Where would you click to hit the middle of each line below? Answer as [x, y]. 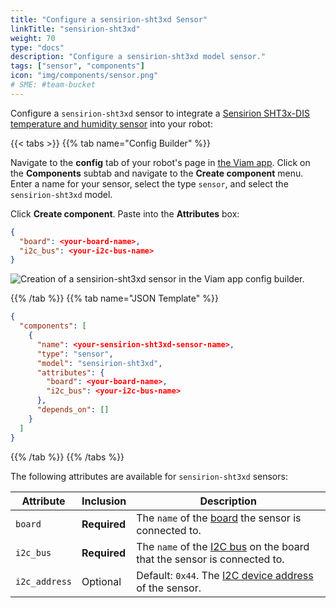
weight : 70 [33, 38]
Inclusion [104, 501]
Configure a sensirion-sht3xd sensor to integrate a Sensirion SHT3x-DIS [160, 113]
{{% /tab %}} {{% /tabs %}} [67, 457]
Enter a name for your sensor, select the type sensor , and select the [149, 183]
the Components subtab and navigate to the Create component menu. [157, 173]
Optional [101, 581]
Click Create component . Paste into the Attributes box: [125, 213]
